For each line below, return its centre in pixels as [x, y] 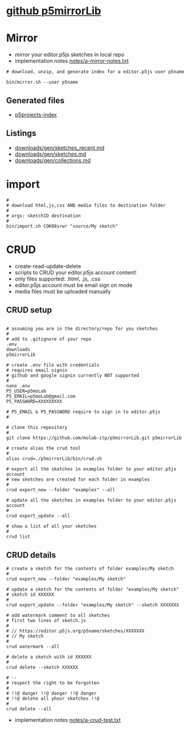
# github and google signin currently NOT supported [73, 375]
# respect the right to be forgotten [53, 683]
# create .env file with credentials [53, 365]
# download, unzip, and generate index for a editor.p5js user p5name [95, 72]
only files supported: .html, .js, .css [58, 279]
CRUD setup [29, 310]
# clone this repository [37, 428]
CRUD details [31, 555]
